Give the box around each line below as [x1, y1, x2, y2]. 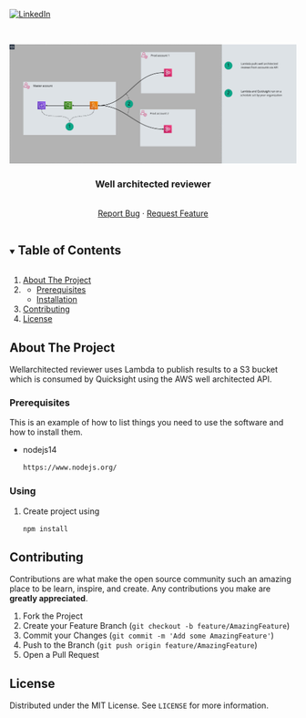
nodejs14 [22, 445, 57, 456]
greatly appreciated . [9, 593, 88, 604]
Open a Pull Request [22, 650, 100, 661]
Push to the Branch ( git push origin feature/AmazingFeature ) [22, 640, 258, 651]
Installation [36, 294, 77, 305]
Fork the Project [22, 610, 84, 621]
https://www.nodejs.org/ [22, 463, 117, 473]
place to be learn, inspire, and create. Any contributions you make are [9, 583, 271, 594]
